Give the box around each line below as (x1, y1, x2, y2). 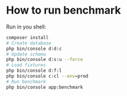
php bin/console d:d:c (6, 46, 62, 52)
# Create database (6, 40, 51, 46)
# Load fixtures (6, 62, 46, 68)
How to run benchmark (6, 4, 121, 17)
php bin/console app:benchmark (6, 84, 83, 90)
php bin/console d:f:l (6, 68, 62, 74)
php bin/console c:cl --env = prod (6, 73, 89, 79)
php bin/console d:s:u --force (6, 57, 83, 63)
